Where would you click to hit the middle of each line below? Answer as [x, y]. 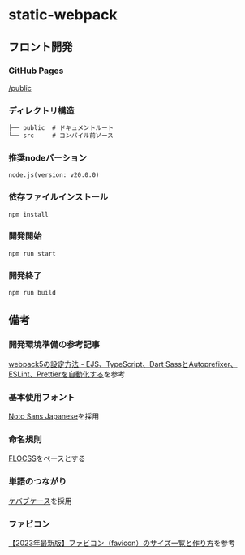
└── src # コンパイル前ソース [61, 136]
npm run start [32, 253]
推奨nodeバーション [48, 157]
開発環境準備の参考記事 [54, 345]
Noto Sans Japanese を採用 [54, 416]
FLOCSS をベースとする [47, 458]
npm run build [32, 293]
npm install [28, 214]
